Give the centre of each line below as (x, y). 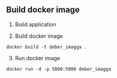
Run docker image (37, 58)
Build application (35, 24)
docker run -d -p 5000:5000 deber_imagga (59, 69)
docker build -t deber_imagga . (46, 47)
